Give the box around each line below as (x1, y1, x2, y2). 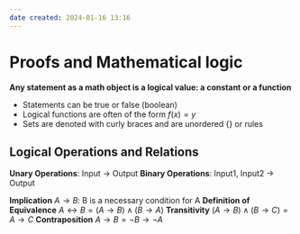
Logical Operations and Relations (9, 144, 200, 159)
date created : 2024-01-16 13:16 (9, 13, 131, 22)
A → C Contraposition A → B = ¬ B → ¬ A (9, 214, 164, 225)
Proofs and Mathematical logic (9, 51, 243, 72)
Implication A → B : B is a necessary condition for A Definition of (9, 195, 250, 206)
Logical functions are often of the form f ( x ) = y (22, 109, 196, 120)
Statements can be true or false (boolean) (22, 99, 178, 110)
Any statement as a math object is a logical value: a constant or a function (9, 82, 292, 93)
